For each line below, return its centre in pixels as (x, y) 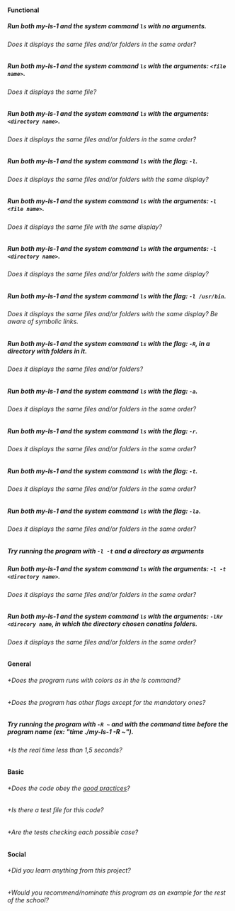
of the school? (28, 900)
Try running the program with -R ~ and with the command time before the (118, 724)
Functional (23, 10)
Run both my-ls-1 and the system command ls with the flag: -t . (103, 471)
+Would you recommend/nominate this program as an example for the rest (117, 893)
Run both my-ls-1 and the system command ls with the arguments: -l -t (117, 569)
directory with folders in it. (47, 351)
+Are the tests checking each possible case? (73, 832)
